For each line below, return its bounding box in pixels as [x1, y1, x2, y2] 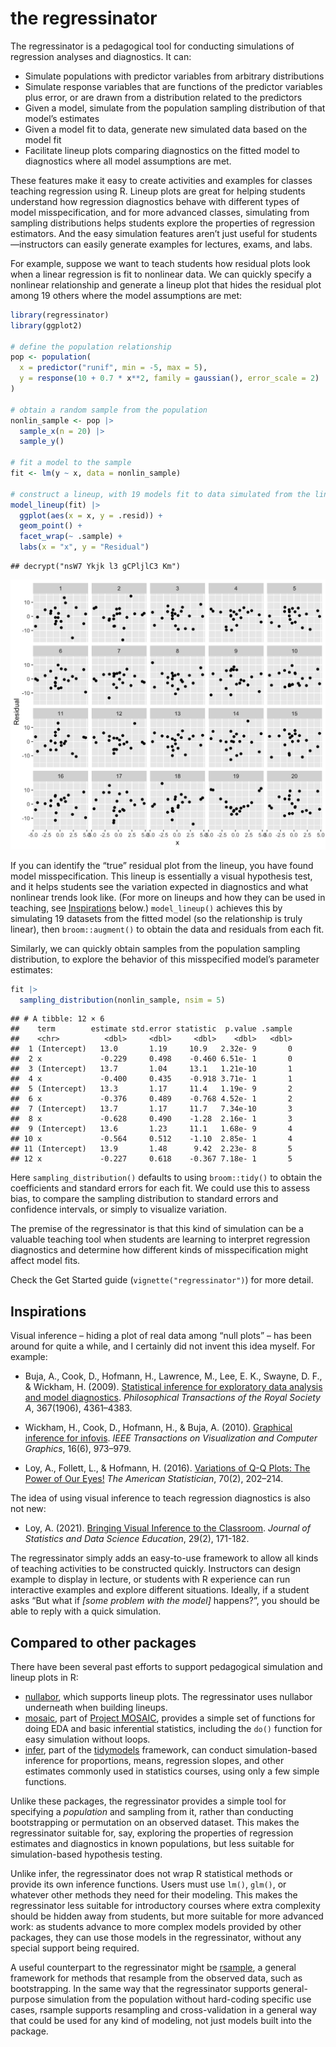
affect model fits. [10, 1255, 81, 1267]
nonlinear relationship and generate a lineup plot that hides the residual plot [10, 278, 322, 291]
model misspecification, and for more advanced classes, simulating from [10, 206, 310, 218]
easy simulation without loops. [24, 1733, 151, 1746]
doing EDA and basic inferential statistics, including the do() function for [24, 1723, 323, 1735]
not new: [10, 1503, 47, 1515]
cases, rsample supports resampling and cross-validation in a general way [10, 2004, 317, 2016]
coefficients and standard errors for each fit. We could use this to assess [10, 1182, 311, 1194]
